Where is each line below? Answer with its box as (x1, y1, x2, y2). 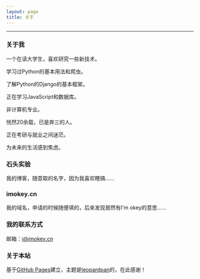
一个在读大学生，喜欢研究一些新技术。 (6, 55, 100, 62)
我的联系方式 (6, 221, 43, 229)
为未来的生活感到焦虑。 (6, 143, 64, 151)
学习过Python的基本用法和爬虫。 (6, 68, 86, 75)
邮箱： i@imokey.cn (6, 235, 54, 242)
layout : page (6, 8, 39, 15)
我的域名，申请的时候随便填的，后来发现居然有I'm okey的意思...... (6, 204, 167, 211)
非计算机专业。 (6, 105, 43, 113)
